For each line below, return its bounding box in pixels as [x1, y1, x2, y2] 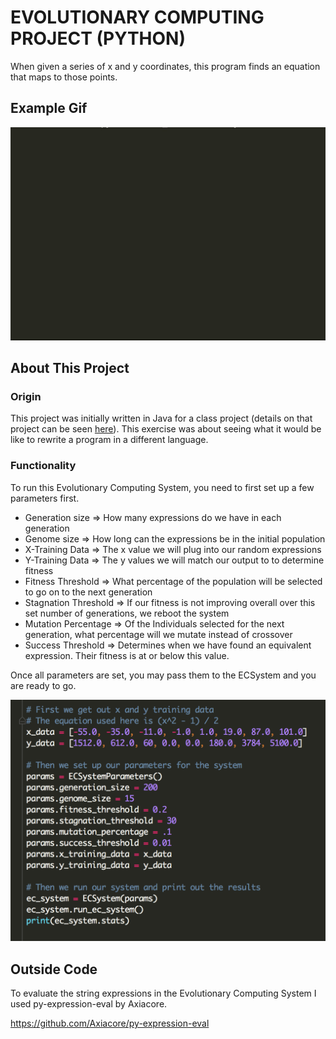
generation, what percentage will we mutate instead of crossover [24, 628, 293, 640]
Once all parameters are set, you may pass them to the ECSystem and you [10, 669, 317, 681]
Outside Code [10, 961, 98, 978]
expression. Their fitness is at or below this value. [24, 649, 230, 661]
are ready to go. [10, 679, 77, 691]
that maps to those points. [10, 71, 118, 83]
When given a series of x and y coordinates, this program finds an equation [10, 60, 321, 72]
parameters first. [10, 492, 80, 504]
